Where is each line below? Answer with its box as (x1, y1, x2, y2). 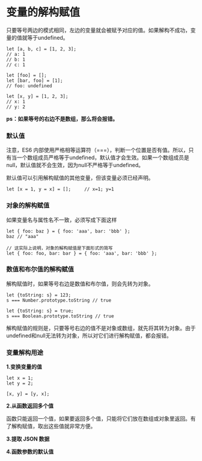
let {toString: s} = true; (6, 308, 74, 314)
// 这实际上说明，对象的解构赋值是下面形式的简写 (6, 245, 113, 251)
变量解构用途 (6, 348, 44, 356)
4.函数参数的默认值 (6, 448, 54, 456)
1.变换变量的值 (6, 363, 42, 370)
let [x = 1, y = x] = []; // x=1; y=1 (6, 186, 114, 192)
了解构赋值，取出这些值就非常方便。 (6, 423, 96, 430)
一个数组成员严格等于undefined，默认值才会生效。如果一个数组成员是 (16, 154, 189, 161)
